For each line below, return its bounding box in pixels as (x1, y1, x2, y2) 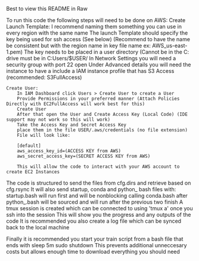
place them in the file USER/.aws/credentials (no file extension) (17, 127, 188, 133)
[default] (17, 143, 42, 149)
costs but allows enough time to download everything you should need (6, 248, 181, 255)
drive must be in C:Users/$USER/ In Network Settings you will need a (6, 55, 176, 62)
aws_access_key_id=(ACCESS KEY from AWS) (17, 148, 121, 154)
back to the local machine (6, 224, 70, 231)
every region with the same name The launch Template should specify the (6, 29, 188, 36)
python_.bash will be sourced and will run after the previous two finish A (6, 198, 184, 205)
